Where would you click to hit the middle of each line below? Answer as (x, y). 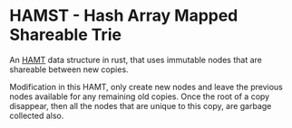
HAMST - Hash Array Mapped (124, 16)
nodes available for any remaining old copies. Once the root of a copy (140, 96)
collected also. (37, 115)
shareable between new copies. (69, 69)
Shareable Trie (66, 35)
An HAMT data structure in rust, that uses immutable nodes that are (136, 59)
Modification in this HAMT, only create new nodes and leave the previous (146, 87)
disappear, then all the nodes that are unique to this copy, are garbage (141, 105)
